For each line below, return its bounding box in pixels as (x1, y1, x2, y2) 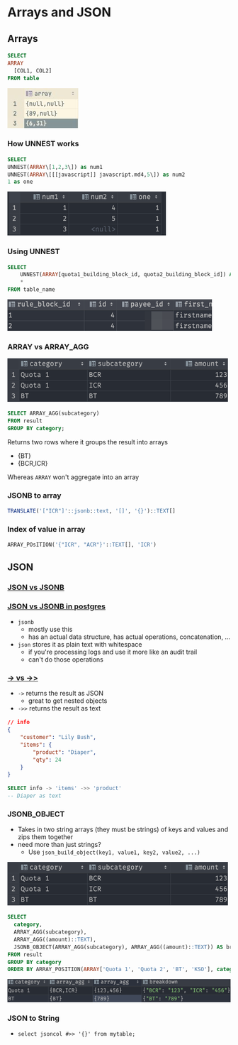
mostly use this (28, 625, 73, 633)
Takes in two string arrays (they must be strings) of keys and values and (17, 825, 229, 834)
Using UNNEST (7, 246, 60, 256)
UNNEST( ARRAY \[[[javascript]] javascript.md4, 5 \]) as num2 (7, 171, 186, 178)
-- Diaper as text (7, 792, 62, 799)
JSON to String (7, 1013, 60, 1023)
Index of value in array (7, 525, 86, 535)
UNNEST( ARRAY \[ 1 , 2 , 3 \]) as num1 (7, 163, 103, 170)
